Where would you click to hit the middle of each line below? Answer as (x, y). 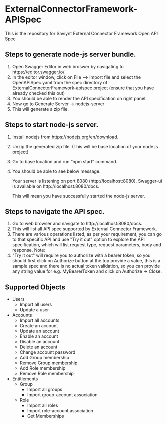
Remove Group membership (49, 363)
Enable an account (39, 336)
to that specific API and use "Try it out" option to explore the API (78, 240)
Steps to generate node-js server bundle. (71, 54)
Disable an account (40, 342)
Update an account (40, 331)
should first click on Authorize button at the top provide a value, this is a (86, 261)
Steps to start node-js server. (52, 125)
